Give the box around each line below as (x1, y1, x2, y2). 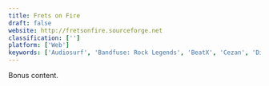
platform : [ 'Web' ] (8, 41, 70, 49)
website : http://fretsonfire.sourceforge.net (8, 26, 163, 34)
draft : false (8, 19, 52, 27)
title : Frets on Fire (8, 11, 81, 20)
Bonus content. (8, 71, 58, 80)
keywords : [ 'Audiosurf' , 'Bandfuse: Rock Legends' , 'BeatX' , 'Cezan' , (8, 49, 249, 57)
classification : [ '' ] (8, 33, 81, 42)
